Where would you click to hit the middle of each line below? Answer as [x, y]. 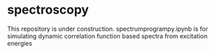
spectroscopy [48, 10]
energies [20, 43]
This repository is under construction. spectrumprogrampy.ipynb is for [108, 29]
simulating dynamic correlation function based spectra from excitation [108, 36]
